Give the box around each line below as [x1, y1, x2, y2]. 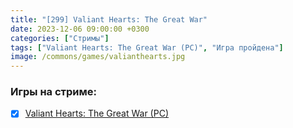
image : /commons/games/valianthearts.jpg [10, 52, 186, 62]
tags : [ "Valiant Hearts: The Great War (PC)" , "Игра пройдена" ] [10, 42, 284, 53]
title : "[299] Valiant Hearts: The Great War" [10, 14, 208, 25]
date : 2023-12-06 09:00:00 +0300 [10, 24, 150, 34]
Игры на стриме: [10, 85, 97, 99]
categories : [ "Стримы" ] [10, 33, 110, 43]
